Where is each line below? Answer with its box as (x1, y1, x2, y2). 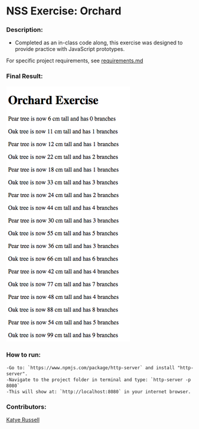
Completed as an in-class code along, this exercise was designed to (14, 39, 183, 46)
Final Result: (6, 72, 43, 80)
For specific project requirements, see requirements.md (6, 57, 143, 64)
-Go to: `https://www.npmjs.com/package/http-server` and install (6, 365, 175, 371)
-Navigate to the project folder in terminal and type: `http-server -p (6, 377, 191, 383)
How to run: (6, 351, 41, 359)
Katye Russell (6, 416, 40, 424)
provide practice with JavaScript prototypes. (14, 46, 125, 53)
